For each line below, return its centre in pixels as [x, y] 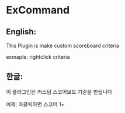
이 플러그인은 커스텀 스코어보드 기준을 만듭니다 [59, 91]
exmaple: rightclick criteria [38, 57]
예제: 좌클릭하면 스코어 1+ [35, 104]
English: [21, 32]
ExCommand [38, 10]
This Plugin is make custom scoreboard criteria [63, 45]
